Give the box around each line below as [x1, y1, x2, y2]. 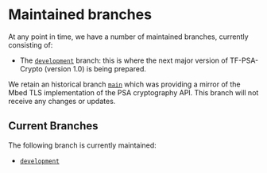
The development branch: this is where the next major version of [19, 56, 229, 65]
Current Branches [8, 119, 99, 133]
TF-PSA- [230, 56, 259, 65]
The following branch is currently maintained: [8, 140, 157, 150]
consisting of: [8, 40, 53, 49]
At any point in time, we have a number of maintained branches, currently [8, 32, 249, 41]
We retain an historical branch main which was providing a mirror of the [8, 79, 241, 89]
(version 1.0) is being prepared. [44, 63, 147, 73]
